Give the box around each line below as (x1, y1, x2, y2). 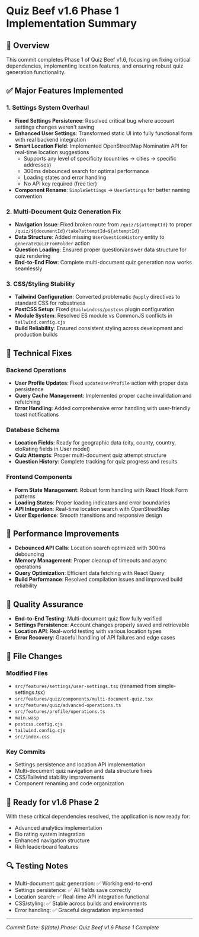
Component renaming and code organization (14, 780, 124, 787)
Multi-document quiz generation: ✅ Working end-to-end (14, 880, 153, 887)
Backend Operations (6, 366, 66, 374)
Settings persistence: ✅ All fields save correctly (14, 886, 131, 893)
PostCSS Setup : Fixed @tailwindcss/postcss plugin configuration (14, 306, 175, 313)
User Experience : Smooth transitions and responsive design (14, 511, 163, 519)
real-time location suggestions (14, 148, 89, 155)
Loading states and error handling (23, 174, 107, 181)
